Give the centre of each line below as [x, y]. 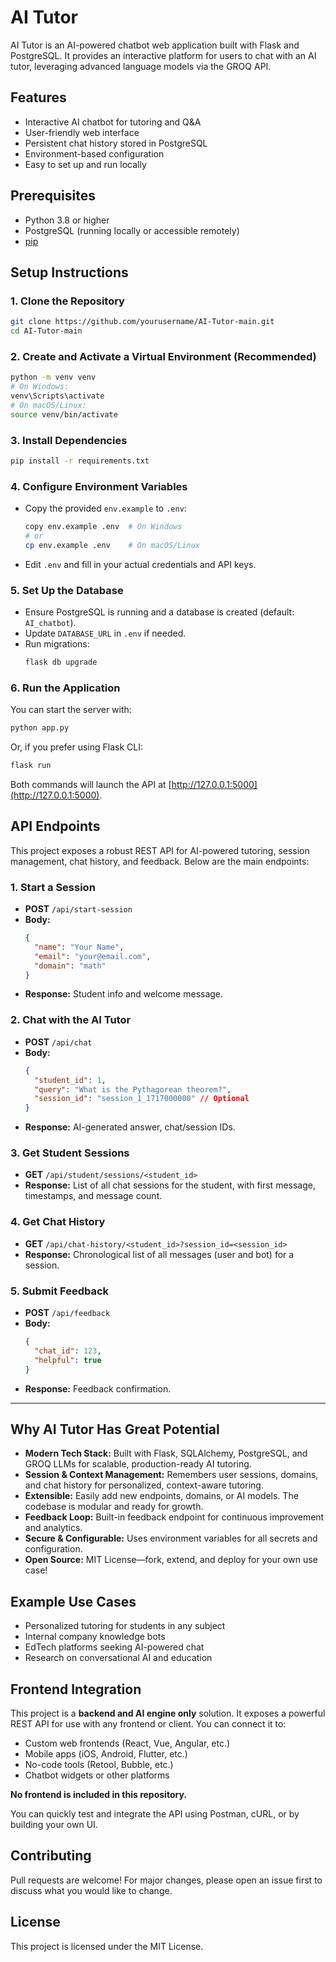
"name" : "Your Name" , [79, 947]
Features [38, 97]
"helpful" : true [68, 1360]
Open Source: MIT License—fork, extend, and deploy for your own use [171, 1560]
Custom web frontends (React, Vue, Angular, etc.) [127, 1743]
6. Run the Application [65, 688]
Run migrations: [57, 644]
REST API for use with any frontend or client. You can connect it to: [148, 1723]
